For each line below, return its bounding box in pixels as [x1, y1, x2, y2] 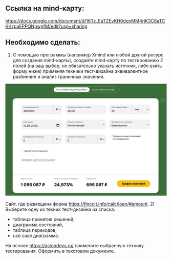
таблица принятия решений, [12, 216, 75, 223]
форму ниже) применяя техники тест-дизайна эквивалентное [12, 68, 148, 74]
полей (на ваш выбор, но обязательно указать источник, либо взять [12, 63, 162, 69]
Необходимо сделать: [5, 38, 80, 47]
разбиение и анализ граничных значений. [12, 73, 105, 79]
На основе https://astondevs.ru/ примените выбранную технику [5, 243, 144, 249]
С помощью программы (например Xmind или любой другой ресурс [12, 51, 164, 58]
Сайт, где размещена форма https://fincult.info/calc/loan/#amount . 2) [5, 201, 155, 207]
